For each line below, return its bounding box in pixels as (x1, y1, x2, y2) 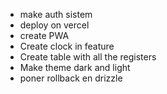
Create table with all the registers (19, 51, 157, 63)
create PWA (19, 30, 70, 41)
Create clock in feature (19, 40, 115, 52)
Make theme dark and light (19, 62, 131, 73)
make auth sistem (19, 9, 93, 20)
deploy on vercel (19, 19, 90, 31)
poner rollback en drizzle (19, 72, 123, 84)
